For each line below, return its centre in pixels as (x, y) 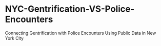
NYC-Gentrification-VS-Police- (70, 9)
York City (14, 38)
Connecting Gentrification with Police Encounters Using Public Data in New (80, 33)
